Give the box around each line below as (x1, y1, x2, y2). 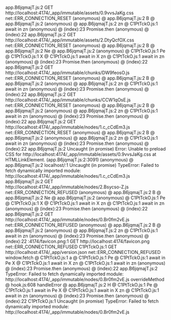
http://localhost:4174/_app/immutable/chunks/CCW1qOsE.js (5, 97, 131, 103)
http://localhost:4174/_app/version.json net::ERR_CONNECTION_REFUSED (5, 249, 161, 255)
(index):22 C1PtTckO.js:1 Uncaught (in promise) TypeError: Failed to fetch (5, 298, 159, 304)
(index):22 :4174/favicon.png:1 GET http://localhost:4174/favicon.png (5, 238, 150, 244)
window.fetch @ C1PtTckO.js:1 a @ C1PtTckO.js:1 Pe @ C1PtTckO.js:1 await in (5, 254, 166, 261)
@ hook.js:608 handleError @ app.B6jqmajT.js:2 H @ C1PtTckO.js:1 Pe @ (5, 282, 158, 288)
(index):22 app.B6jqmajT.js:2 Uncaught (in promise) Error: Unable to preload (5, 146, 166, 152)
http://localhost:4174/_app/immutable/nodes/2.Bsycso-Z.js (5, 184, 129, 190)
